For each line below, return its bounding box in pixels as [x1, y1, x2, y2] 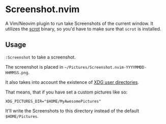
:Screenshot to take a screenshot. [5, 54, 76, 60]
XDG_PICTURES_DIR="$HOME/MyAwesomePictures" [5, 99, 101, 104]
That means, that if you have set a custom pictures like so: [5, 89, 128, 95]
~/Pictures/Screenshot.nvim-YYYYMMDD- [64, 65, 147, 70]
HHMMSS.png [5, 70, 29, 75]
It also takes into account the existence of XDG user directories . [5, 79, 139, 85]
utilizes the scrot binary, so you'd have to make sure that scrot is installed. [5, 25, 161, 32]
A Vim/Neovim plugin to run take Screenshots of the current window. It [5, 20, 154, 26]
